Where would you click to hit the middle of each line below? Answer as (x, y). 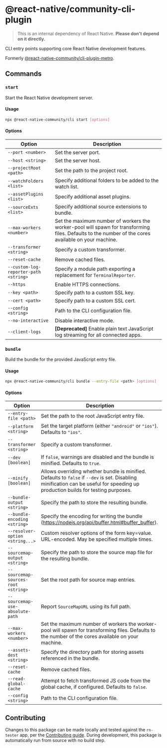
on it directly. (31, 39)
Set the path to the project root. (91, 170)
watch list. (67, 186)
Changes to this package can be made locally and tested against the (75, 730)
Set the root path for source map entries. (88, 580)
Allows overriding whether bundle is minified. (94, 471)
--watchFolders (26, 181)
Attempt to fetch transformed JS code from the (96, 681)
